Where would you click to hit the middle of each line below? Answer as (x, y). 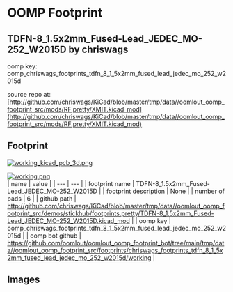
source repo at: (29, 94)
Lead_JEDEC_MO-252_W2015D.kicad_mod (69, 220)
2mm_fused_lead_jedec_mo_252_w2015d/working (79, 258)
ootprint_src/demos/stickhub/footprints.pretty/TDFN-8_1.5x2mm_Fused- (111, 213)
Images (24, 280)
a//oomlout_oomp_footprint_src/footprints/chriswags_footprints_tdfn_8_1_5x (115, 250)
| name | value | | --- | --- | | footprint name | (71, 183)
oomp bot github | (56, 236)
